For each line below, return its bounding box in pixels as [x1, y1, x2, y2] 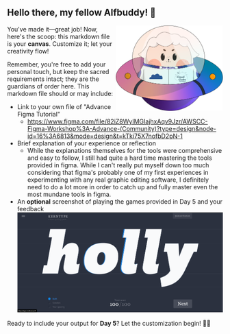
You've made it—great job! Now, [7, 25, 98, 33]
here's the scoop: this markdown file [7, 32, 110, 40]
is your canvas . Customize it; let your [7, 39, 113, 48]
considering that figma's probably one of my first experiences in [27, 168, 209, 176]
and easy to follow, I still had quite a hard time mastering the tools [27, 154, 212, 162]
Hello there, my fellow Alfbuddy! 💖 [7, 7, 156, 19]
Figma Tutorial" [16, 110, 60, 118]
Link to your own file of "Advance [16, 102, 112, 110]
